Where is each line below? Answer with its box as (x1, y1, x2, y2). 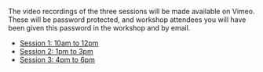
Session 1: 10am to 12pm (19, 38, 99, 48)
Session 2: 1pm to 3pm (19, 47, 93, 56)
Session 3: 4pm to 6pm (19, 55, 96, 64)
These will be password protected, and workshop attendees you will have (8, 15, 247, 24)
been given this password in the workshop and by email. (8, 23, 191, 32)
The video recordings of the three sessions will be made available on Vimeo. (8, 7, 255, 16)
